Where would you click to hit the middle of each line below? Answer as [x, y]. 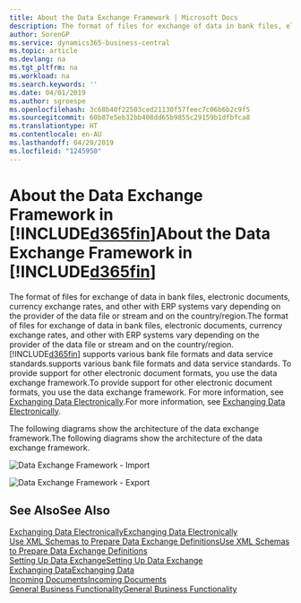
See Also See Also [60, 510]
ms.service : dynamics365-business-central [90, 43]
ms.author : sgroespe [48, 101]
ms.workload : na [39, 76]
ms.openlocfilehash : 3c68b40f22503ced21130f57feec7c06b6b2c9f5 [130, 109]
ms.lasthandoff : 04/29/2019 [62, 143]
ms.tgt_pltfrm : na [43, 68]
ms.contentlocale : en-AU [56, 135]
